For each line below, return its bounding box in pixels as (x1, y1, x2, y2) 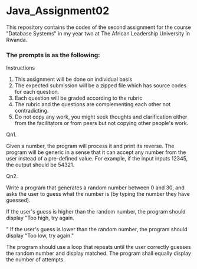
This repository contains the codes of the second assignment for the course (6, 24, 191, 31)
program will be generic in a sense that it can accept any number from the (6, 149, 186, 156)
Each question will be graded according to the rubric (14, 94, 143, 101)
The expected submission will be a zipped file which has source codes (14, 82, 187, 89)
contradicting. (14, 107, 49, 114)
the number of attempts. (6, 256, 65, 263)
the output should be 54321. (6, 161, 75, 169)
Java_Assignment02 (6, 4, 110, 18)
